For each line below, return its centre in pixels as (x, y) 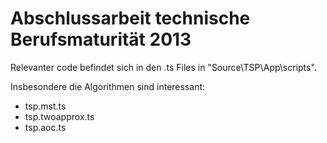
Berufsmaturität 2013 (101, 39)
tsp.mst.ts (45, 106)
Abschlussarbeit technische (130, 18)
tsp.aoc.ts (45, 127)
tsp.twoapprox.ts (59, 116)
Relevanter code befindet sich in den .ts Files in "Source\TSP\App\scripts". (163, 67)
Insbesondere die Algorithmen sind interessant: (108, 86)
